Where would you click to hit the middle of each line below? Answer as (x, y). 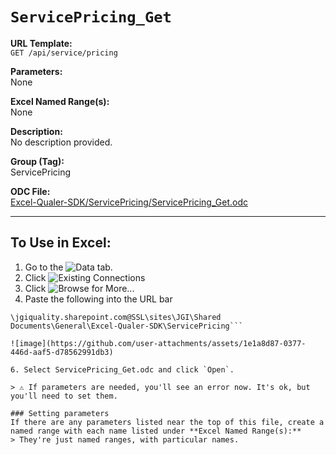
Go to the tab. (68, 267)
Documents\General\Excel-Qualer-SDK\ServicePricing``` (127, 326)
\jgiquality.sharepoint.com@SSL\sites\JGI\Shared (116, 317)
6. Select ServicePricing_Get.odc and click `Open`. (122, 369)
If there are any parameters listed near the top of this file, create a (167, 422)
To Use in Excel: (61, 243)
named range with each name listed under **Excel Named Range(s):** (156, 431)
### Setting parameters (60, 413)
